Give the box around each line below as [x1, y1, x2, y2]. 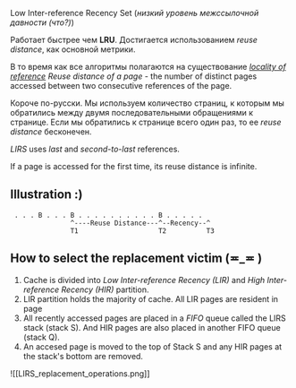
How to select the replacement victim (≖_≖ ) [10, 251, 263, 266]
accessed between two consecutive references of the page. [10, 81, 233, 91]
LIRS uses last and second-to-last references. [10, 143, 180, 154]
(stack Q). [22, 332, 61, 342]
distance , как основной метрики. [10, 44, 136, 55]
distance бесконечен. [10, 126, 92, 137]
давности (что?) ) [10, 17, 74, 28]
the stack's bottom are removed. [22, 350, 144, 361]
